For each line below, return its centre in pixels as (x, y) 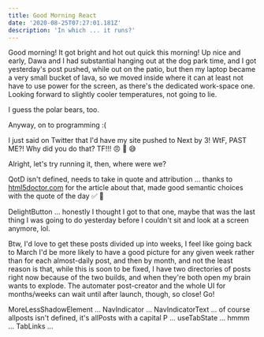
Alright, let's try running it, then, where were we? (87, 164)
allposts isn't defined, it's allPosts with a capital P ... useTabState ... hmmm (129, 318)
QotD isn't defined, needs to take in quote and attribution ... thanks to (121, 179)
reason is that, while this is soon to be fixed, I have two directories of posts (130, 269)
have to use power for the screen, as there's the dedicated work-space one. (132, 86)
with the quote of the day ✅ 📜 (56, 196)
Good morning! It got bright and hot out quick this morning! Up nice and (125, 53)
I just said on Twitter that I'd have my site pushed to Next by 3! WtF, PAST (127, 140)
